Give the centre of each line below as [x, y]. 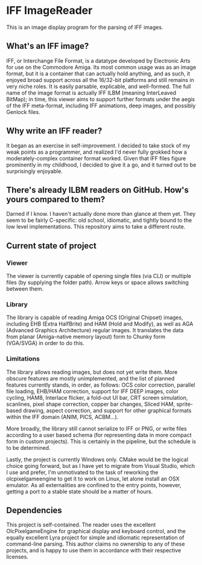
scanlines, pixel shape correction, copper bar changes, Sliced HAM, [91, 404]
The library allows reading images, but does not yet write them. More [92, 372]
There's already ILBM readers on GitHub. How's [97, 190]
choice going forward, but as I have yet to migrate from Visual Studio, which [100, 466]
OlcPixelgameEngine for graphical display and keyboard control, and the [96, 531]
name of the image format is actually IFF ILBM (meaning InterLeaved [91, 93]
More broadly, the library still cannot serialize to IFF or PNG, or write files [96, 428]
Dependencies [34, 510]
